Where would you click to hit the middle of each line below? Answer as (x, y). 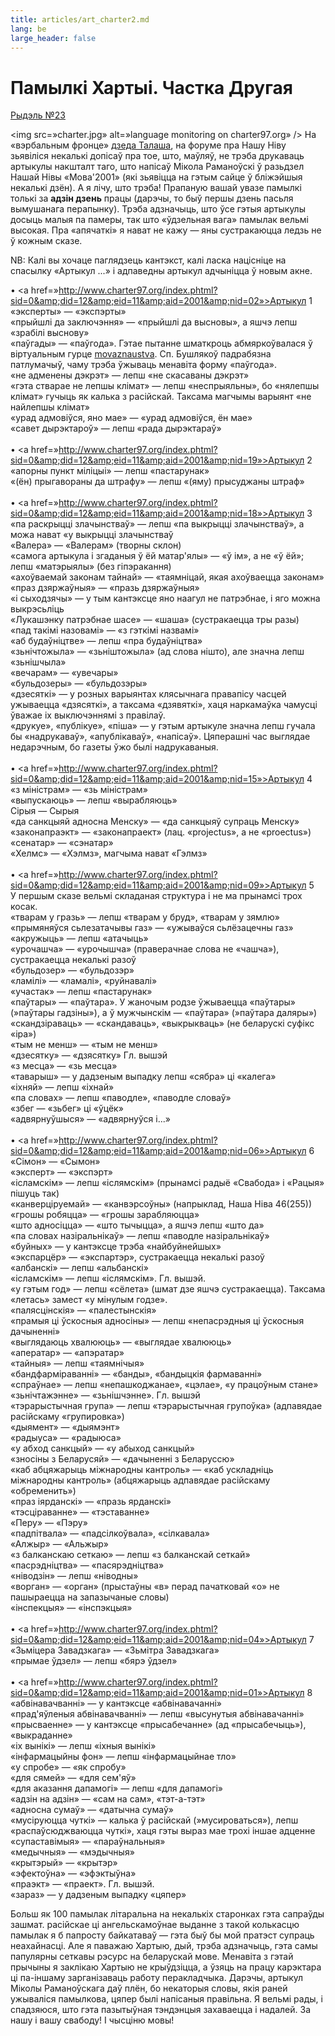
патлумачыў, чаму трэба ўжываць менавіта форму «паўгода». (143, 365)
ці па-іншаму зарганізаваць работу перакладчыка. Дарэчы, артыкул (157, 1978)
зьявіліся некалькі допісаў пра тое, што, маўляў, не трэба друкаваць (157, 156)
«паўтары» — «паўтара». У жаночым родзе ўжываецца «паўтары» (153, 1002)
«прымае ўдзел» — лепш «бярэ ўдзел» (94, 1661)
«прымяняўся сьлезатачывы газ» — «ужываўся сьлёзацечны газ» (152, 928)
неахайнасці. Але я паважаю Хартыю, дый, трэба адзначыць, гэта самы (164, 1946)
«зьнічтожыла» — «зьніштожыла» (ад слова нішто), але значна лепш (157, 652)
